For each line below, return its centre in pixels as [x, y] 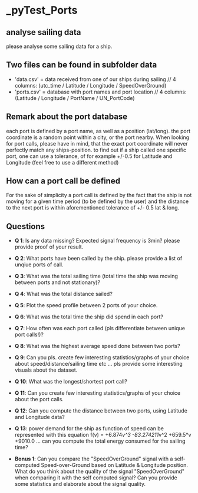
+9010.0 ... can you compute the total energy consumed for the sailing [100, 441]
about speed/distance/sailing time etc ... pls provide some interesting [98, 364]
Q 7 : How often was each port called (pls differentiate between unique [100, 328]
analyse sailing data [44, 32]
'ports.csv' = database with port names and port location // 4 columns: [100, 92]
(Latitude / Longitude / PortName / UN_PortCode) [75, 98]
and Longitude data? [39, 417]
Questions [26, 226]
